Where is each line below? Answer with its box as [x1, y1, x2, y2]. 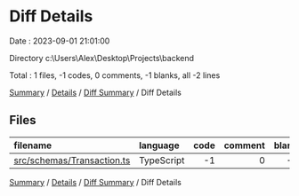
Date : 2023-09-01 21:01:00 [9, 35, 110, 46]
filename [13, 139, 53, 152]
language [139, 139, 180, 152]
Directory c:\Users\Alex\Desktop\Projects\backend [9, 52, 194, 63]
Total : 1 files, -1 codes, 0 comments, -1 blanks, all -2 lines [9, 69, 221, 81]
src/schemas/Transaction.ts [13, 153, 131, 166]
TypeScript [139, 153, 185, 166]
